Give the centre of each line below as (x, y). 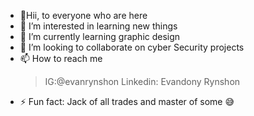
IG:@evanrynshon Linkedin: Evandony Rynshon (142, 81)
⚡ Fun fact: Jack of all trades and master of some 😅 (127, 101)
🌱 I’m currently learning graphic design (100, 36)
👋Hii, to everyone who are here (83, 15)
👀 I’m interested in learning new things (98, 26)
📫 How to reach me (61, 58)
